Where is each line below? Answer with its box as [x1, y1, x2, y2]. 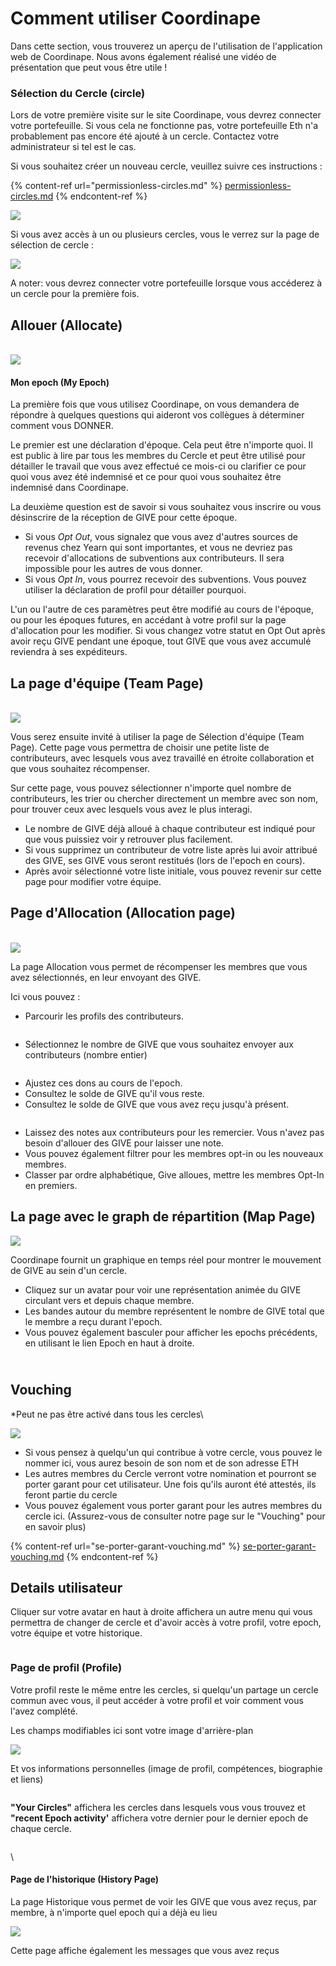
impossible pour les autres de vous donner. [24, 563, 203, 575]
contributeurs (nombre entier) [24, 1048, 148, 1061]
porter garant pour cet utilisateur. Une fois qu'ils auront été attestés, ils [24, 1478, 317, 1490]
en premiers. [24, 1179, 78, 1191]
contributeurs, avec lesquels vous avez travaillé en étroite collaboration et [10, 752, 315, 764]
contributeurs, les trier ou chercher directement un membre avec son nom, [10, 793, 318, 805]
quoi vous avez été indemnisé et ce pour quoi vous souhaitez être [10, 471, 282, 483]
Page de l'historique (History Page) [10, 1873, 160, 1886]
